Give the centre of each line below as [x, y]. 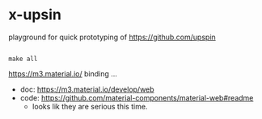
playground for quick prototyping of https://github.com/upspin [112, 37]
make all [23, 59]
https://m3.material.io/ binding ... [63, 73]
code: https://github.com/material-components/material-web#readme [137, 97]
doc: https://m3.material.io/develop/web [87, 89]
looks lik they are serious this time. [90, 106]
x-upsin [35, 15]
